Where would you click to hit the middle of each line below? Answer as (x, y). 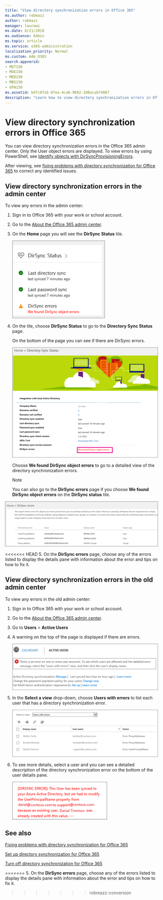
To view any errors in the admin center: (44, 206)
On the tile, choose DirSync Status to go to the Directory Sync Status (82, 326)
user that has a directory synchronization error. (59, 703)
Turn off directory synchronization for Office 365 (54, 863)
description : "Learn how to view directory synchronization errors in (78, 97)
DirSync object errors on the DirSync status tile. (61, 495)
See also (18, 833)
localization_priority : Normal (37, 51)
